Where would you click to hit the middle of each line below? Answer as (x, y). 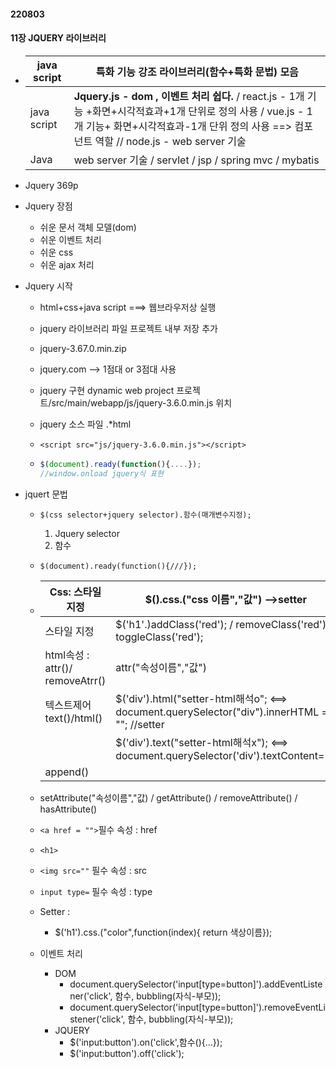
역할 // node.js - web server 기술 (170, 141)
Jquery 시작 (48, 286)
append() (67, 772)
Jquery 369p (51, 185)
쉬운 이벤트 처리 (70, 239)
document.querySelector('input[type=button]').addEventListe (196, 984)
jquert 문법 (46, 494)
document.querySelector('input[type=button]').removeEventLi (197, 1007)
